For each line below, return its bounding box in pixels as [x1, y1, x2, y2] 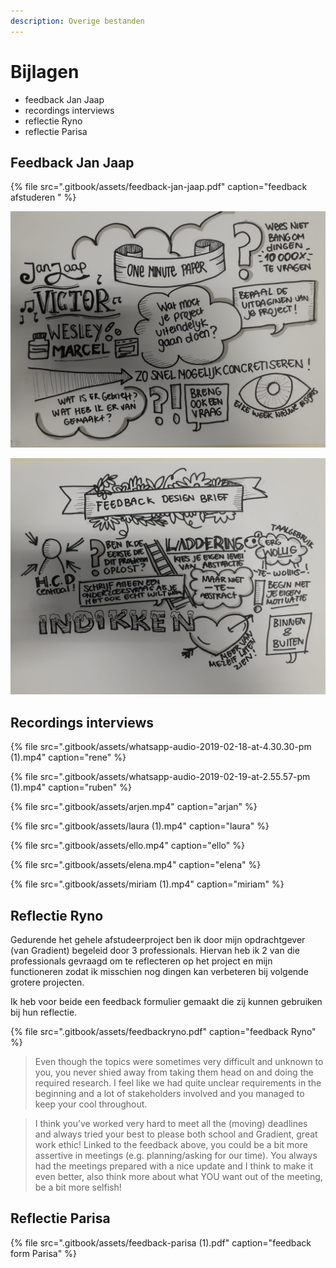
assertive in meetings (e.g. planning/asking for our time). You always [34, 1150, 318, 1161]
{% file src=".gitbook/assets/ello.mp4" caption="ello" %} [10, 840, 245, 852]
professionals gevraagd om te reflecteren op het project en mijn [10, 955, 273, 967]
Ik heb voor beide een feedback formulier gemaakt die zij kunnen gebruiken [10, 996, 323, 1007]
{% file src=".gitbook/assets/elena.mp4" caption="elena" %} [10, 859, 262, 871]
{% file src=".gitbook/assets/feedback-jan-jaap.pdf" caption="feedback [10, 181, 308, 193]
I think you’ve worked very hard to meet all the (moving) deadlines [34, 1118, 308, 1129]
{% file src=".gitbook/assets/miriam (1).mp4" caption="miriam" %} [10, 878, 285, 890]
